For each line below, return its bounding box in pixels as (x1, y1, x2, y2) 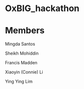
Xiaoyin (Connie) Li (5, 69, 43, 75)
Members (5, 25, 45, 36)
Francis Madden (5, 60, 38, 66)
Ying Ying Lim (5, 78, 33, 85)
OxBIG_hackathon (5, 3, 80, 14)
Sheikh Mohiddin (5, 50, 39, 56)
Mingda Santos (5, 41, 35, 47)
